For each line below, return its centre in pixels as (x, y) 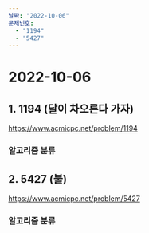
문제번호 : (21, 23)
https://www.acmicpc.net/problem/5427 (74, 198)
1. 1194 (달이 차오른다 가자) (71, 109)
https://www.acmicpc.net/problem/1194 (73, 128)
